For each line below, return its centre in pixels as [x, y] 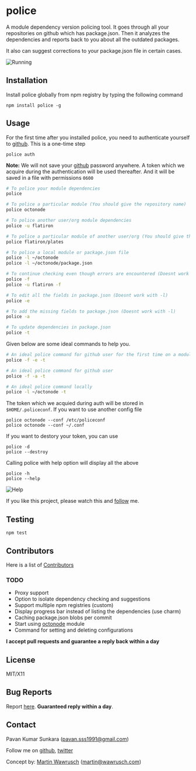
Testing [20, 519]
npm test [17, 533]
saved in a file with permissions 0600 [50, 177]
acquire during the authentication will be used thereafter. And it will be [90, 172]
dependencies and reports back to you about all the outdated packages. [93, 39]
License [21, 660]
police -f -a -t [26, 376]
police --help [23, 479]
